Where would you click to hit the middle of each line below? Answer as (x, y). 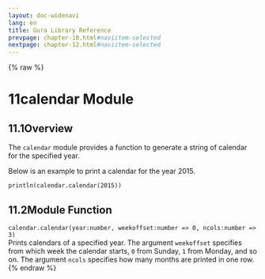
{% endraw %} (32, 268)
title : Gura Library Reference (60, 30)
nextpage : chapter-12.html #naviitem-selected (84, 45)
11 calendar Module (71, 99)
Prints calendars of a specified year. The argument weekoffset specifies (125, 243)
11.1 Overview (41, 128)
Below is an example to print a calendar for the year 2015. (102, 172)
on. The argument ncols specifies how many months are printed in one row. (131, 259)
